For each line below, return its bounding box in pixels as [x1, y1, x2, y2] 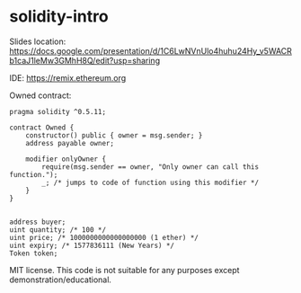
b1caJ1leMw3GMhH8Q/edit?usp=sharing [9, 55, 160, 66]
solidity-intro [9, 6, 110, 27]
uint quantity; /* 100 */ [9, 225, 106, 235]
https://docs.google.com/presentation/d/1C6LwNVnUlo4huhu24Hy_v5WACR [9, 45, 292, 56]
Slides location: [9, 36, 66, 47]
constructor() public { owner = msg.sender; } [25, 130, 203, 140]
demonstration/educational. [9, 274, 112, 285]
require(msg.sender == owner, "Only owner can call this [41, 162, 259, 172]
